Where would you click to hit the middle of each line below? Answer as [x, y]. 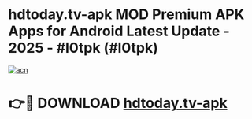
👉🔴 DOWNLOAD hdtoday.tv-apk [118, 103]
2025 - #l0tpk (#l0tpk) [83, 48]
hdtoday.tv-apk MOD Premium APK [126, 15]
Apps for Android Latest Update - [119, 31]
